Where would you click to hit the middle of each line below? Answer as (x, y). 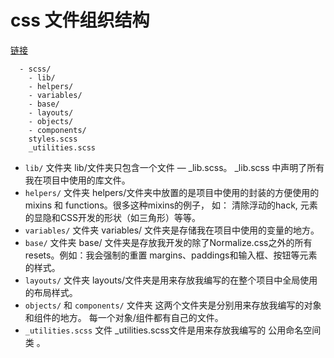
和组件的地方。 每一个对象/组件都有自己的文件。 (124, 317)
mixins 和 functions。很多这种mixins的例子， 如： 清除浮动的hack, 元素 (171, 205)
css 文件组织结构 (80, 20)
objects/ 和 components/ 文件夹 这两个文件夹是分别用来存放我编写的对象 (173, 305)
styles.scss (53, 139)
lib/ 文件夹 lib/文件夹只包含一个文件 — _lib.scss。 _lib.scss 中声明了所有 (174, 167)
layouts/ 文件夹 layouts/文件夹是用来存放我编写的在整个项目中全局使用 (171, 280)
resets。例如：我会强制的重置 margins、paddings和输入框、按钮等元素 (171, 255)
